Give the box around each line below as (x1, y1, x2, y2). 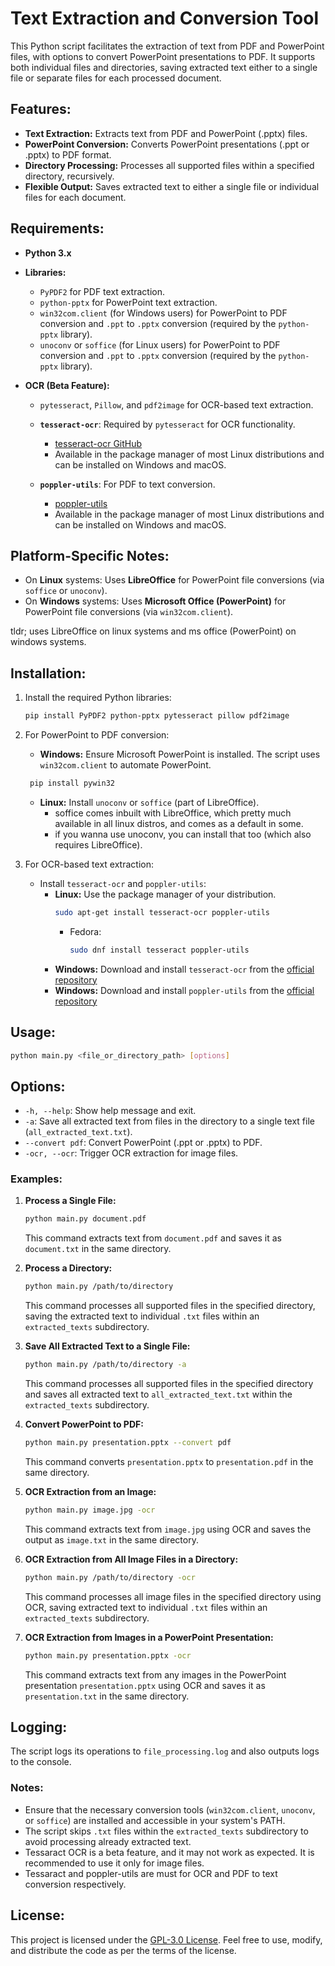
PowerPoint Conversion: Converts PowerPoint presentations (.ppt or (24, 138, 310, 150)
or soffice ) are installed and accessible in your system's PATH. (24, 1814, 286, 1826)
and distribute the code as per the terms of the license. (10, 1944, 237, 1956)
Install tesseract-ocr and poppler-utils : (39, 877, 207, 889)
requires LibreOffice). (54, 838, 143, 851)
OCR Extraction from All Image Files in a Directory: (24, 1553, 239, 1565)
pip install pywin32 (29, 778, 115, 789)
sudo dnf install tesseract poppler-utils (69, 945, 250, 955)
